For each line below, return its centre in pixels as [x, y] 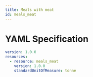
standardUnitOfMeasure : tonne [45, 71]
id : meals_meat [21, 14]
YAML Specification [47, 39]
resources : [16, 57]
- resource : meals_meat [34, 62]
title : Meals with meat [30, 10]
